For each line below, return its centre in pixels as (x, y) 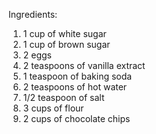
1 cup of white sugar (64, 33)
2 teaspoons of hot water (75, 87)
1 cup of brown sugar (66, 44)
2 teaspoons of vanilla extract (84, 65)
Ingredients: (33, 14)
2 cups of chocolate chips (76, 118)
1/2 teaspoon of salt (63, 97)
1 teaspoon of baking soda (77, 76)
